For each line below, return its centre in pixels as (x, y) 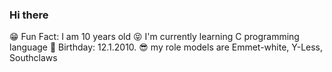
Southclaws (33, 58)
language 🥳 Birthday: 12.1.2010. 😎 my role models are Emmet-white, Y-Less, (166, 47)
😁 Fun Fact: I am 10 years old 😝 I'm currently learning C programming (154, 37)
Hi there (29, 15)
